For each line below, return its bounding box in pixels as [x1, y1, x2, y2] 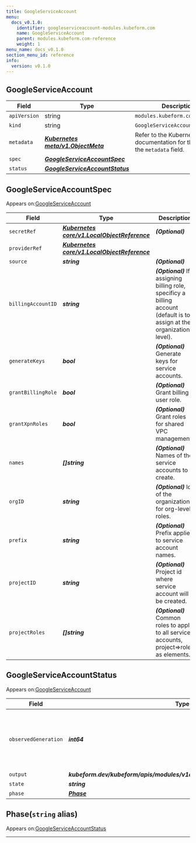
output [9, 771, 27, 777]
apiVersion [9, 112, 39, 119]
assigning [155, 275, 183, 282]
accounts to [155, 466, 188, 474]
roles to [155, 621, 177, 629]
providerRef [9, 245, 43, 252]
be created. [155, 597, 187, 605]
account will [155, 590, 189, 598]
